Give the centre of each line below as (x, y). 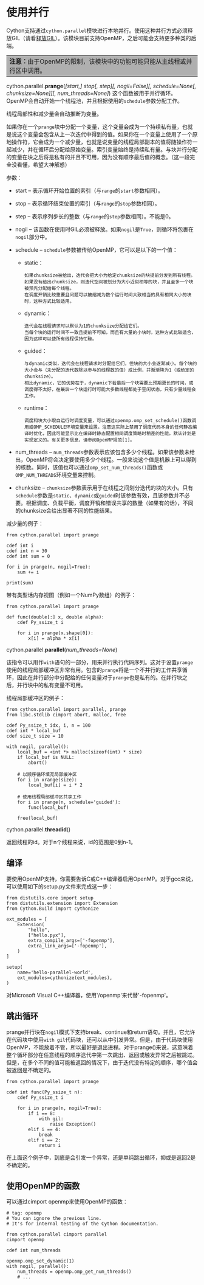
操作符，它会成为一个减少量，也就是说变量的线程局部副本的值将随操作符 (102, 142)
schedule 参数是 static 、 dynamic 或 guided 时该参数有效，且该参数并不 (100, 495)
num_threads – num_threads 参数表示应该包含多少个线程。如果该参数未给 (105, 452)
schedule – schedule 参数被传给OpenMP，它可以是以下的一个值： (96, 249)
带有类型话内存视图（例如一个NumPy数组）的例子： (71, 595)
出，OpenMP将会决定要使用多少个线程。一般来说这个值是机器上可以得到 (106, 459)
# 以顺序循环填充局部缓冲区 (47, 774)
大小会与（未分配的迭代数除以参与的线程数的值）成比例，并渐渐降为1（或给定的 (109, 370)
